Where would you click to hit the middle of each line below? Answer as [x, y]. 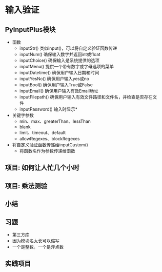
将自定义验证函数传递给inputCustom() [50, 145]
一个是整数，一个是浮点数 [38, 247]
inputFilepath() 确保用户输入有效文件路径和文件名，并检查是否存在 [86, 97]
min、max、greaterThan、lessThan [55, 121]
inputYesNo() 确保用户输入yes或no [54, 79]
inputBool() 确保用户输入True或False [56, 85]
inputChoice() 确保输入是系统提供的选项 [60, 60]
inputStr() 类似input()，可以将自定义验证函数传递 [68, 48]
